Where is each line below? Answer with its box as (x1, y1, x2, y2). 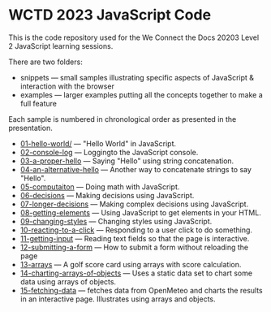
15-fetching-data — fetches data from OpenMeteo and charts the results (19, 285, 263, 295)
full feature (19, 98, 57, 108)
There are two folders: (8, 57, 83, 67)
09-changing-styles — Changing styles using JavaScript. (19, 216, 213, 226)
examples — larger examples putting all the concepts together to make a (19, 89, 264, 99)
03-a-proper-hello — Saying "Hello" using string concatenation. (19, 156, 234, 166)
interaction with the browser (19, 81, 115, 91)
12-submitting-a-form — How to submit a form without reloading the (19, 242, 249, 252)
